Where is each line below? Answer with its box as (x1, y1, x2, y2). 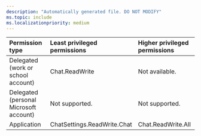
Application (9, 120, 41, 129)
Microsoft (9, 103, 36, 112)
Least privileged (50, 39, 98, 47)
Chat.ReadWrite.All (138, 120, 191, 129)
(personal (9, 96, 36, 104)
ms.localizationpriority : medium (6, 20, 90, 26)
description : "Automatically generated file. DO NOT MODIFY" (6, 8, 162, 15)
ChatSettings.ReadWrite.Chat (50, 120, 133, 129)
